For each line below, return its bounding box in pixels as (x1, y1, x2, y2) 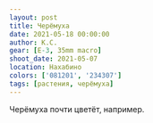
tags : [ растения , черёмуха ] (9, 79, 115, 88)
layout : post (9, 12, 58, 22)
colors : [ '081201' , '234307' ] (9, 71, 123, 80)
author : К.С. (9, 37, 58, 47)
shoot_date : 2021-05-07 (9, 54, 98, 63)
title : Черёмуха (9, 21, 70, 30)
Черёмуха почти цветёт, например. (9, 103, 145, 114)
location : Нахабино (9, 63, 82, 72)
